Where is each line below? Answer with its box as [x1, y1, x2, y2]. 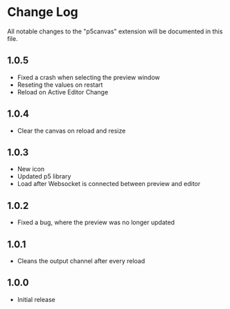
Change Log [7, 4, 78, 20]
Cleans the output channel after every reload [17, 257, 145, 265]
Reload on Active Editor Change [17, 87, 109, 96]
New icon [17, 165, 45, 174]
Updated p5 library [17, 172, 71, 181]
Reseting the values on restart [17, 81, 103, 89]
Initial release [17, 295, 55, 303]
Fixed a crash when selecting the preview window [17, 73, 161, 81]
